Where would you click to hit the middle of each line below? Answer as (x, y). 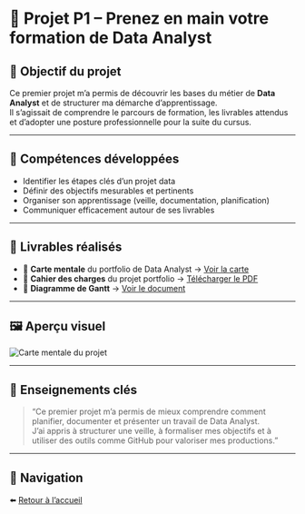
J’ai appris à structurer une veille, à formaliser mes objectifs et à (152, 431)
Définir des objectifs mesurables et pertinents (108, 191)
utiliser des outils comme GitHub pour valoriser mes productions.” (155, 440)
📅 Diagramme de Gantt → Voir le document (104, 288)
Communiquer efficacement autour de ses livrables (118, 210)
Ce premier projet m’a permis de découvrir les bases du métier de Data (143, 93)
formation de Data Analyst (111, 38)
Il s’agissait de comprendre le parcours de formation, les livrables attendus (149, 112)
